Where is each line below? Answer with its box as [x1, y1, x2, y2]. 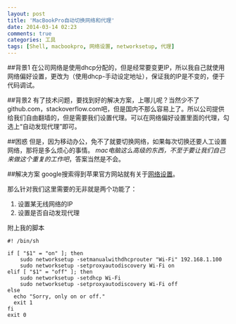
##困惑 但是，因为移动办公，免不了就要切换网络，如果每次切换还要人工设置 [7, 137, 227, 145]
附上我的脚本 [7, 223, 44, 232]
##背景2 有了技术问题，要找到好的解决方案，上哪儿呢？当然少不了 [7, 96, 200, 104]
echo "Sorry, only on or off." [13, 293, 106, 300]
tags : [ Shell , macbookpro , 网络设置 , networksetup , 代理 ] [7, 43, 175, 50]
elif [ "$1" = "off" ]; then [7, 268, 93, 275]
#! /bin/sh [7, 237, 39, 244]
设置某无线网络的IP [17, 200, 73, 208]
